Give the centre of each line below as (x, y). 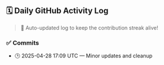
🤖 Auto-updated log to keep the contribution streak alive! (89, 28)
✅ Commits (23, 42)
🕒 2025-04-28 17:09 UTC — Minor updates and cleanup (83, 56)
